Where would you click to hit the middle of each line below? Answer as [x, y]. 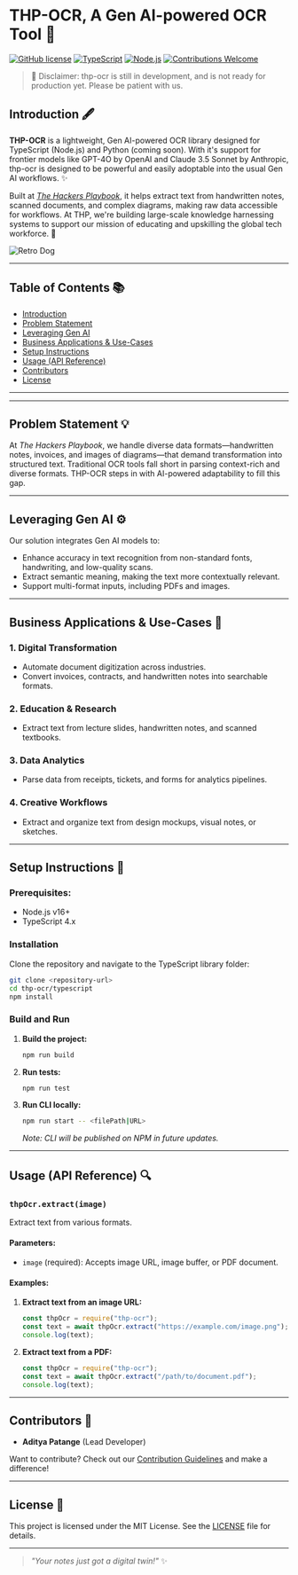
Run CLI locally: [51, 1105]
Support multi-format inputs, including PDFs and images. [126, 586]
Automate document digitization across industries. [114, 667]
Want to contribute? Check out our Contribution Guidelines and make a [138, 1459]
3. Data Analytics [47, 761]
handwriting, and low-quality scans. [87, 568]
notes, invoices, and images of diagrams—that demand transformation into [146, 455]
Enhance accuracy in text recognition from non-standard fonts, [137, 558]
